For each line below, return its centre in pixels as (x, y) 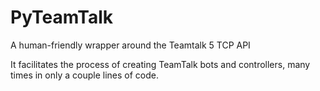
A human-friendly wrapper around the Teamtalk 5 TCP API (130, 45)
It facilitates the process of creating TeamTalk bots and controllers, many (160, 64)
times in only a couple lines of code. (85, 75)
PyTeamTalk (62, 17)
